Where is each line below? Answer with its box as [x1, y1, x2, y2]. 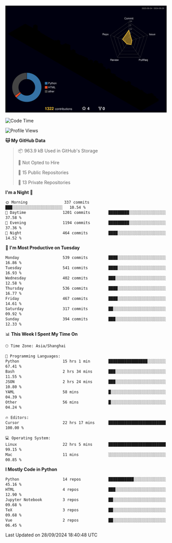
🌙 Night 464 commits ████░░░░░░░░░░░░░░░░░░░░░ [5, 231, 166, 236]
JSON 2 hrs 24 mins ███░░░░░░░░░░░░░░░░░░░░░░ [5, 379, 166, 384]
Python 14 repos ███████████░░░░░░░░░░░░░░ [5, 477, 166, 482]
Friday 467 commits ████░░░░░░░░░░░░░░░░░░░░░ [5, 296, 166, 301]
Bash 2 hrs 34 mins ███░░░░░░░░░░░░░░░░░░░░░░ [5, 369, 166, 374]
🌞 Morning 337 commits [5, 200, 90, 205]
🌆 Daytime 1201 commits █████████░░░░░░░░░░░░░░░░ [5, 210, 166, 215]
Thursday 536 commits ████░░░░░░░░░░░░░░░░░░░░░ [5, 286, 166, 291]
